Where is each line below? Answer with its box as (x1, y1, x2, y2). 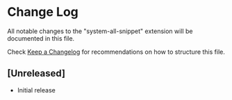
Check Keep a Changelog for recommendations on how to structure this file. (7, 48, 226, 56)
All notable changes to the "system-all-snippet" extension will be (7, 27, 193, 35)
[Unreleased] (7, 68, 66, 79)
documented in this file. (7, 34, 75, 42)
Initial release (17, 86, 56, 94)
